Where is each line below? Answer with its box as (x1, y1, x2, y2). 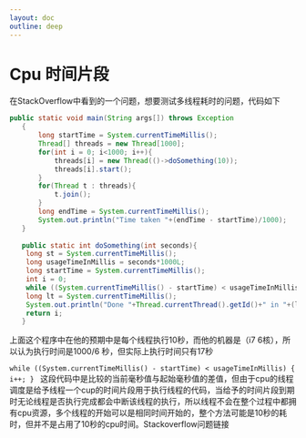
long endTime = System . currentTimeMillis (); (37, 207, 209, 217)
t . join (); (54, 190, 92, 199)
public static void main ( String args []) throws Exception (9, 114, 234, 123)
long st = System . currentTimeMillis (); (25, 250, 178, 259)
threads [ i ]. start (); (54, 165, 132, 174)
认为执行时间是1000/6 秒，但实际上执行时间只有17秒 (16, 346, 214, 357)
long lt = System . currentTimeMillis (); (25, 291, 178, 300)
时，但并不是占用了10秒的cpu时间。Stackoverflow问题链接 (9, 419, 229, 430)
